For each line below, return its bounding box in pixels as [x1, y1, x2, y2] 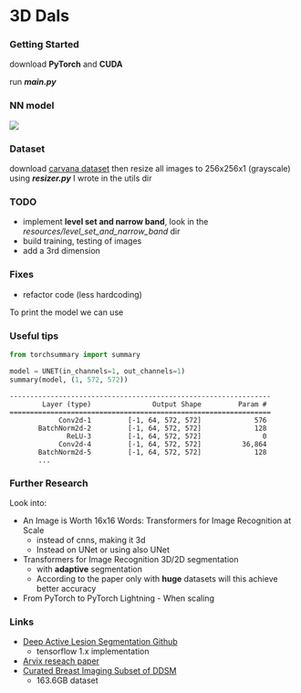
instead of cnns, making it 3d [36, 534, 146, 545]
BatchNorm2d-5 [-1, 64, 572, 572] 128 [37, 447, 267, 457]
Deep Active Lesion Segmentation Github [22, 636, 178, 647]
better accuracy [36, 583, 97, 593]
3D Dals [9, 5, 70, 26]
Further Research [9, 477, 88, 489]
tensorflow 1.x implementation [36, 646, 150, 657]
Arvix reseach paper [22, 656, 100, 667]
